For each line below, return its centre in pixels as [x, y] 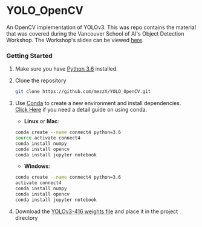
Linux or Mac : [41, 121]
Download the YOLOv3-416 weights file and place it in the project [96, 211]
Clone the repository [41, 81]
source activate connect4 [47, 138]
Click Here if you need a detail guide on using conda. [81, 110]
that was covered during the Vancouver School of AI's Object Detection [95, 33]
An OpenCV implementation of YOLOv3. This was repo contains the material [101, 27]
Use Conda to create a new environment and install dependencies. [98, 103]
